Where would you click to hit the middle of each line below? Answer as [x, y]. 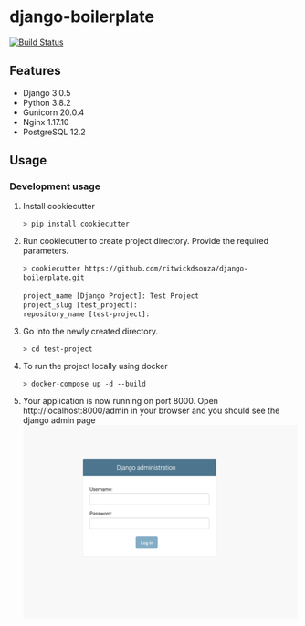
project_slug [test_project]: [80, 305]
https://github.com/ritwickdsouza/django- [166, 269]
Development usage [55, 186]
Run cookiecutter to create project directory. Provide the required [146, 241]
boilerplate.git [53, 278]
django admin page [59, 420]
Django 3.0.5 [47, 92]
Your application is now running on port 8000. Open [121, 401]
